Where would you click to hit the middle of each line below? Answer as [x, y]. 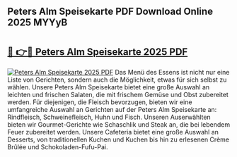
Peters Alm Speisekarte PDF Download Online [110, 12]
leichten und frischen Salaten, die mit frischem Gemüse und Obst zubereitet [118, 95]
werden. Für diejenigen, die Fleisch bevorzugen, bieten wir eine [100, 102]
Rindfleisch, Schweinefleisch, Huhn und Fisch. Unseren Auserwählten [109, 117]
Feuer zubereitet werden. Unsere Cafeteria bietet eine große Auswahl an [113, 132]
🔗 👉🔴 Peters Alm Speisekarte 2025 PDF [98, 52]
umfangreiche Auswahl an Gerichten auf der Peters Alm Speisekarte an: [112, 109]
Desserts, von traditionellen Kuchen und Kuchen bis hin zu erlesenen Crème [118, 139]
